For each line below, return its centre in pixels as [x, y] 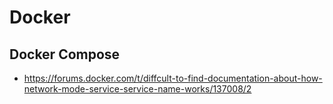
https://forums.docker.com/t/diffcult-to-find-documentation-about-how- [173, 78]
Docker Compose [65, 54]
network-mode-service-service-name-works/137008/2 [137, 89]
